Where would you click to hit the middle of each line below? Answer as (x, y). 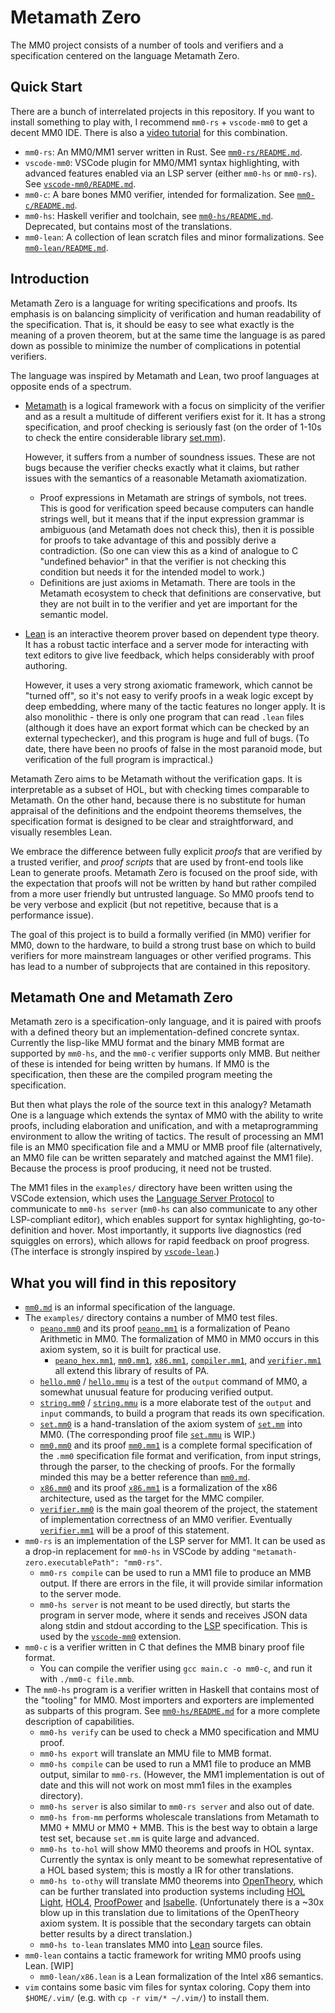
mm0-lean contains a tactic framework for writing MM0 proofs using (163, 1955)
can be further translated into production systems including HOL (172, 1892)
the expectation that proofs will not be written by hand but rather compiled (163, 883)
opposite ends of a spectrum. (71, 386)
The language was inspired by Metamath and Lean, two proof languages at (165, 375)
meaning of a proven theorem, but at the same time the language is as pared (168, 335)
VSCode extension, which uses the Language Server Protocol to (142, 1198)
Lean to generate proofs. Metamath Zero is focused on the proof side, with (164, 872)
